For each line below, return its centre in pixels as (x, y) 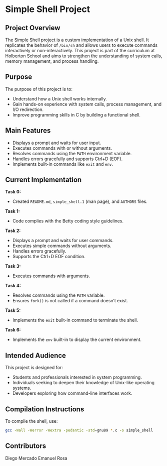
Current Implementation (43, 180)
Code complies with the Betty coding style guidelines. (68, 221)
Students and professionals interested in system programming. (77, 377)
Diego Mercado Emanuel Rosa (36, 458)
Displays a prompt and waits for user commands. (63, 241)
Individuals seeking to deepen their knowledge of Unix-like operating (83, 383)
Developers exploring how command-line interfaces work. (72, 393)
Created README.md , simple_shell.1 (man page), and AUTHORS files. (80, 201)
